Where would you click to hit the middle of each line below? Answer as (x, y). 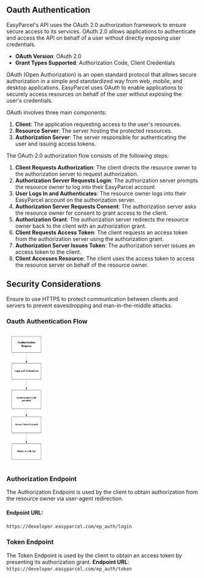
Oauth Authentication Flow (47, 321)
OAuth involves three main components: (57, 112)
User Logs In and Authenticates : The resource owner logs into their (101, 193)
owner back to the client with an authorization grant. (81, 226)
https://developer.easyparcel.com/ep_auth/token (69, 569)
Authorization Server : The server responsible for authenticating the (100, 137)
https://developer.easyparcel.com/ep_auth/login (69, 527)
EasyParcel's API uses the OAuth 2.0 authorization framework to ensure (97, 24)
